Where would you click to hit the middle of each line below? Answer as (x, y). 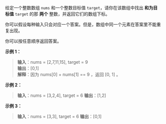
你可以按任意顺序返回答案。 (33, 41)
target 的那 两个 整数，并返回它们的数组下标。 (62, 14)
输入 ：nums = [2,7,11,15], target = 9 (52, 62)
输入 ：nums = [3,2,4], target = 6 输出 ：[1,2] (62, 95)
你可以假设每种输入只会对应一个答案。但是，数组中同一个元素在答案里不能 (81, 24)
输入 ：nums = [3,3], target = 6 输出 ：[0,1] (59, 116)
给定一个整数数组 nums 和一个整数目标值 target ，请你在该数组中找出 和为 (79, 8)
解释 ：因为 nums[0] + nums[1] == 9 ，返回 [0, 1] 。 (69, 74)
